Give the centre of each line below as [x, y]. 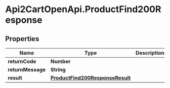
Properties [22, 39]
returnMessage [27, 70]
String [58, 70]
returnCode [22, 61]
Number [60, 61]
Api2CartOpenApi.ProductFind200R [83, 9]
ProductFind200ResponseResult [91, 78]
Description [150, 53]
